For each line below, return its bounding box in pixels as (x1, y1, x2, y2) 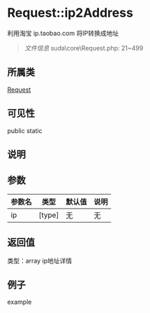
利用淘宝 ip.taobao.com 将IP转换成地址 (7, 29, 119, 37)
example (7, 298, 32, 306)
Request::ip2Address (7, 5, 134, 21)
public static (7, 126, 43, 134)
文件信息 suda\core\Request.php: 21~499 (24, 43, 144, 52)
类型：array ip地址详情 (7, 256, 73, 265)
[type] (38, 210, 59, 220)
